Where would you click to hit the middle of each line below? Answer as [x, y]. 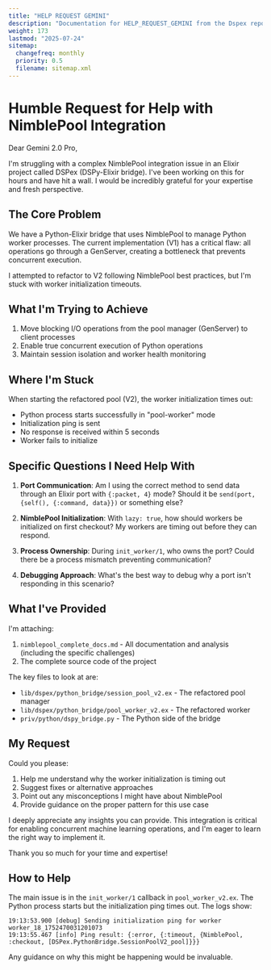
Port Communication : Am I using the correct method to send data [130, 485]
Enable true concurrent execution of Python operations [111, 346]
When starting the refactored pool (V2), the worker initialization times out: [131, 399]
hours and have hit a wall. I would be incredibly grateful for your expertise [131, 180]
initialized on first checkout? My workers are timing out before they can [138, 526]
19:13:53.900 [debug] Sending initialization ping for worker [115, 921]
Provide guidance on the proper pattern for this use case [115, 805]
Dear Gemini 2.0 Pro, [43, 148]
